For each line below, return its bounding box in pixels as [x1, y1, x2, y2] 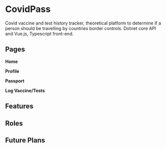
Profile [5, 68, 19, 74]
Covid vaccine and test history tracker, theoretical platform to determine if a [5, 20, 161, 26]
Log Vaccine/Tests [5, 87, 45, 93]
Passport [5, 77, 25, 83]
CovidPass [5, 3, 51, 15]
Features [5, 102, 33, 110]
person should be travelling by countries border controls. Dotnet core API [5, 25, 156, 31]
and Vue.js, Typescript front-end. [5, 30, 74, 36]
